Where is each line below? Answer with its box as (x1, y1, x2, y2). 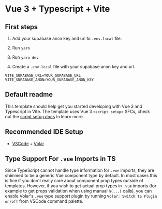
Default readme (5, 91, 53, 99)
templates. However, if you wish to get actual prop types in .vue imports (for (5, 183, 157, 189)
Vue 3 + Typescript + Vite (5, 3, 110, 15)
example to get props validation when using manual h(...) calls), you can (5, 188, 152, 194)
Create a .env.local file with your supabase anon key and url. (12, 64, 135, 69)
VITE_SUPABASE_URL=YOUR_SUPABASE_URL (5, 73, 81, 78)
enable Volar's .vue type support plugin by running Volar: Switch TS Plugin (5, 193, 157, 199)
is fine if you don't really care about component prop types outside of (5, 178, 144, 184)
